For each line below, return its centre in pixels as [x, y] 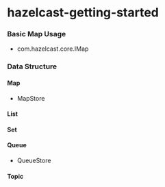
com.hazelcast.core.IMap [53, 49]
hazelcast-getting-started [83, 13]
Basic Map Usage [37, 34]
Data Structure [32, 66]
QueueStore [34, 160]
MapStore [31, 98]
